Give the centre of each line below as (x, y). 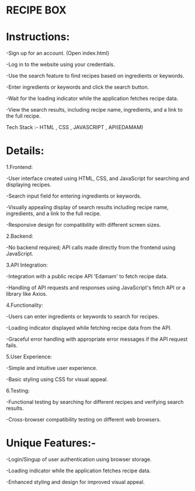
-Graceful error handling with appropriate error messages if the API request (97, 339)
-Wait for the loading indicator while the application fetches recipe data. (92, 98)
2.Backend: (20, 236)
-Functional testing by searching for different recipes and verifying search (95, 402)
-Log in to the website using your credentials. (61, 64)
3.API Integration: (27, 265)
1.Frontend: (20, 167)
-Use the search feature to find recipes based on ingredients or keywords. (95, 76)
